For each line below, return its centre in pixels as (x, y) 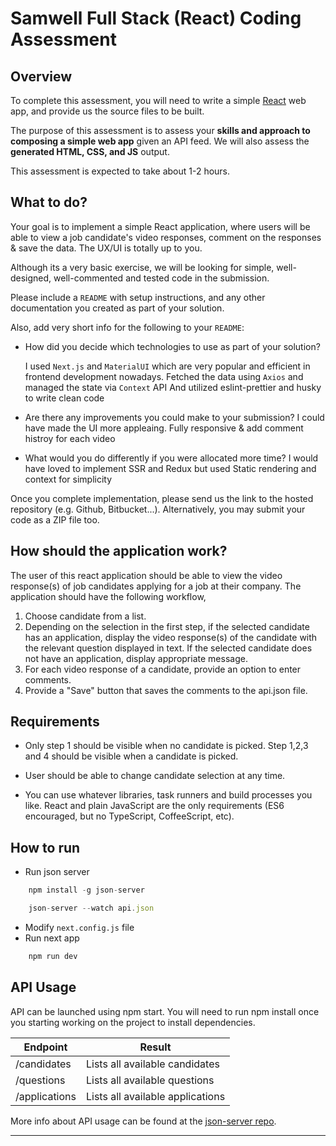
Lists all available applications (155, 1096)
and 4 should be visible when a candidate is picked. (131, 756)
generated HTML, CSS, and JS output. (90, 151)
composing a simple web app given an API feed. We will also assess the (160, 141)
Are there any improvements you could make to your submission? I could (174, 417)
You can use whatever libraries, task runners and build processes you (168, 795)
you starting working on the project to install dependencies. (133, 1022)
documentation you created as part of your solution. (117, 308)
